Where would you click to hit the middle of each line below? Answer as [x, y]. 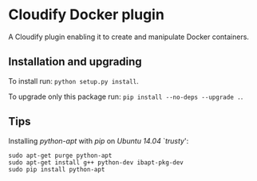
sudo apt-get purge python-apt [60, 155]
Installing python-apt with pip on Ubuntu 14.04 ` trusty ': [99, 140]
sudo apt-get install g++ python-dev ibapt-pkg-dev [96, 162]
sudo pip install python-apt [57, 169]
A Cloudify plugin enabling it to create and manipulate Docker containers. [129, 37]
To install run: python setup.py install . [74, 81]
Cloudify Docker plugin [87, 15]
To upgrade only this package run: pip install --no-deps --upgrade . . [126, 96]
